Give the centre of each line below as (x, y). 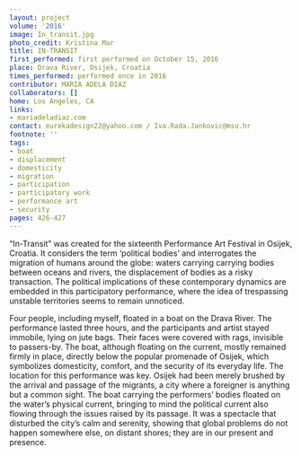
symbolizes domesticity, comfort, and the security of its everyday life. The (146, 365)
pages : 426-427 (38, 218)
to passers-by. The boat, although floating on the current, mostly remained (148, 346)
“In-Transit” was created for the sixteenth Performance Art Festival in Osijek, (151, 243)
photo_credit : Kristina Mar (62, 43)
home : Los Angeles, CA (52, 101)
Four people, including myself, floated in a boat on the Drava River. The (141, 318)
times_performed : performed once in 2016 (88, 76)
